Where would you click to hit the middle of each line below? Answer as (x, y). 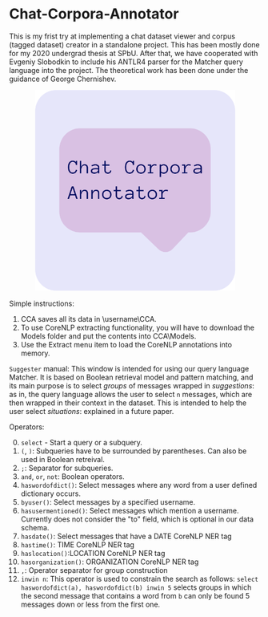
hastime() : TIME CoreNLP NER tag (78, 544)
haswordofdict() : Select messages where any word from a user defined (139, 485)
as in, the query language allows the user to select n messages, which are (131, 394)
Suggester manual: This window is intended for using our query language (129, 368)
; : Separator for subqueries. (67, 468)
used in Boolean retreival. (62, 459)
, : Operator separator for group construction (94, 570)
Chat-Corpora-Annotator (94, 14)
